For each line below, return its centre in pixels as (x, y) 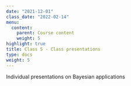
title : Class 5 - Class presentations (53, 49)
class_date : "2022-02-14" (37, 17)
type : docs (19, 55)
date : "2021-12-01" (30, 11)
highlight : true (26, 44)
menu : (13, 22)
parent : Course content (46, 33)
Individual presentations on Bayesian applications (66, 77)
